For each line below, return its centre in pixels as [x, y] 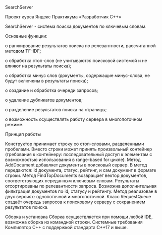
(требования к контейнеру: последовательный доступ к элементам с [79, 154]
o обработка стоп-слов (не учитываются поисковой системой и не [76, 61]
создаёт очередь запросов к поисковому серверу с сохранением [75, 202]
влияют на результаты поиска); [38, 66]
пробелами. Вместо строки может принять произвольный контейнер [79, 149]
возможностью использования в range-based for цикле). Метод [73, 159]
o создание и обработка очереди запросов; [52, 90]
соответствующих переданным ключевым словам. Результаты [72, 181]
